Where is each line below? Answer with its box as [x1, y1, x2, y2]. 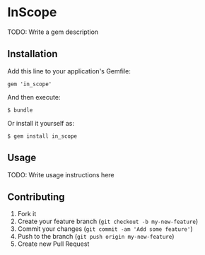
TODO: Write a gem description [7, 28, 99, 36]
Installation [7, 48, 58, 60]
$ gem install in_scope [7, 132, 78, 140]
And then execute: [7, 93, 61, 101]
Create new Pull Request [17, 239, 90, 248]
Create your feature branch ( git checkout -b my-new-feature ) [17, 217, 199, 226]
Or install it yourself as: [7, 119, 74, 127]
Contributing [7, 191, 65, 203]
